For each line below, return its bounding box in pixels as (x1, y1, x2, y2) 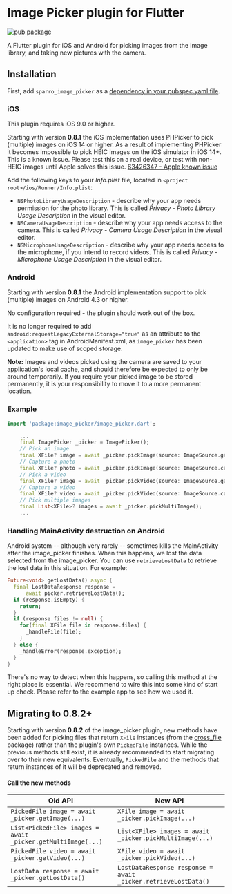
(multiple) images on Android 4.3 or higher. (7, 296, 129, 304)
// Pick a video (19, 471, 67, 478)
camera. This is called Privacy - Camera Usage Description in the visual (17, 226, 222, 234)
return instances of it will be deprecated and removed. (7, 763, 162, 771)
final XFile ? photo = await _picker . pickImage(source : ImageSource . (19, 464, 221, 471)
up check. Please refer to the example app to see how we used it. (7, 687, 193, 696)
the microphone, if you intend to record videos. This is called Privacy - (17, 248, 218, 256)
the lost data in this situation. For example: (7, 564, 128, 572)
